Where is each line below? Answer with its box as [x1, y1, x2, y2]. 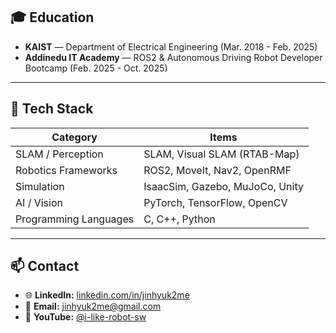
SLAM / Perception [15, 147, 104, 161]
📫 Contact [10, 258, 80, 275]
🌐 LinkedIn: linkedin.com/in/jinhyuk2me [24, 289, 190, 301]
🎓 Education [10, 9, 95, 26]
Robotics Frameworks [15, 163, 118, 177]
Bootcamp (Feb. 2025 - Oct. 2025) [24, 62, 168, 74]
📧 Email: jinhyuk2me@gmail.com [24, 300, 162, 313]
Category [51, 130, 98, 144]
